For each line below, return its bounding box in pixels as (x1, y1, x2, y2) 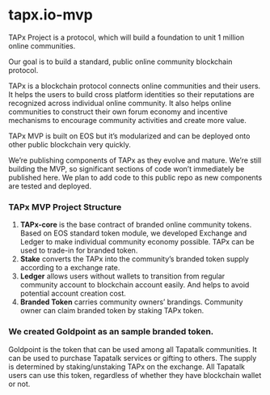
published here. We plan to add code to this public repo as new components (8, 172, 263, 182)
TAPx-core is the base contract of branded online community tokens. (19, 220, 252, 230)
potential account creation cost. (19, 289, 127, 299)
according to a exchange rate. (19, 263, 120, 273)
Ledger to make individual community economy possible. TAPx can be (19, 237, 255, 247)
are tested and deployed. (8, 181, 91, 191)
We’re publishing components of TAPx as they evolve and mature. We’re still (8, 155, 262, 165)
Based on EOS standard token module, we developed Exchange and (19, 228, 247, 238)
